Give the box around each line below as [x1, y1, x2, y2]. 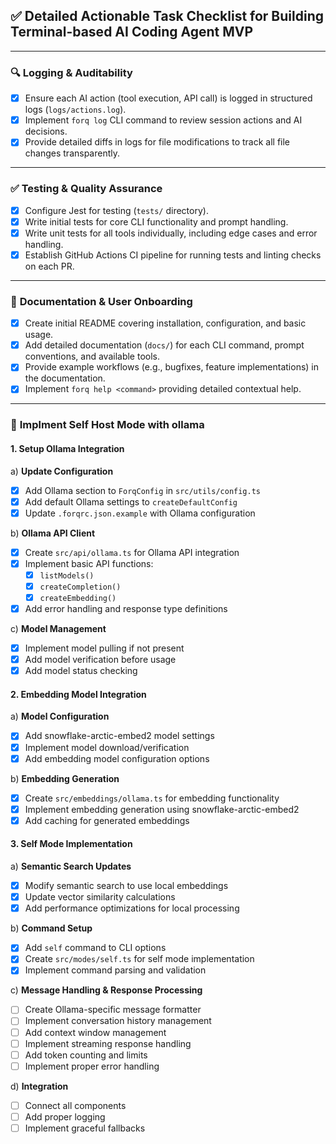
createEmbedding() [39, 593, 117, 603]
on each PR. [24, 260, 75, 272]
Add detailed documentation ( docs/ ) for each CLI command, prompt [24, 339, 305, 351]
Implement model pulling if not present [24, 642, 185, 654]
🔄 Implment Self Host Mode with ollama [10, 418, 205, 432]
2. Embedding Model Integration [10, 688, 147, 700]
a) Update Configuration [10, 465, 114, 477]
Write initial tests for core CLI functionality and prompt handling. [24, 215, 289, 228]
